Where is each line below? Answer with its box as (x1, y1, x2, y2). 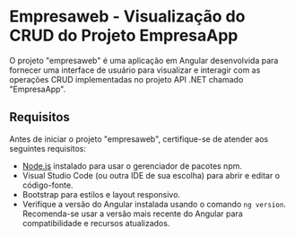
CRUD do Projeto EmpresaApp (9, 25, 239, 46)
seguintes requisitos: (9, 143, 87, 154)
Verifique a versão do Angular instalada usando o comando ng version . (22, 198, 287, 209)
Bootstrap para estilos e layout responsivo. (22, 189, 181, 199)
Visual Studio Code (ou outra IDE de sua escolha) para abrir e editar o (22, 170, 281, 180)
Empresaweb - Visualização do (9, 6, 246, 27)
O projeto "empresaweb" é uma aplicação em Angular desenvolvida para (9, 55, 279, 66)
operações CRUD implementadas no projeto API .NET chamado (9, 74, 244, 84)
